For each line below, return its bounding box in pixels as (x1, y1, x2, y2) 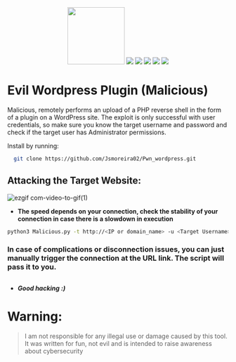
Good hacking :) (17, 284, 66, 292)
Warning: (7, 309, 63, 324)
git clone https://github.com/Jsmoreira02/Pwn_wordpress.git (13, 155, 197, 162)
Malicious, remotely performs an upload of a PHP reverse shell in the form (7, 105, 222, 114)
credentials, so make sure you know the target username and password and (7, 120, 228, 129)
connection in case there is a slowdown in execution (17, 214, 173, 223)
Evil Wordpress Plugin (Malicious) (7, 82, 209, 98)
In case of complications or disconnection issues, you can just (7, 245, 225, 254)
